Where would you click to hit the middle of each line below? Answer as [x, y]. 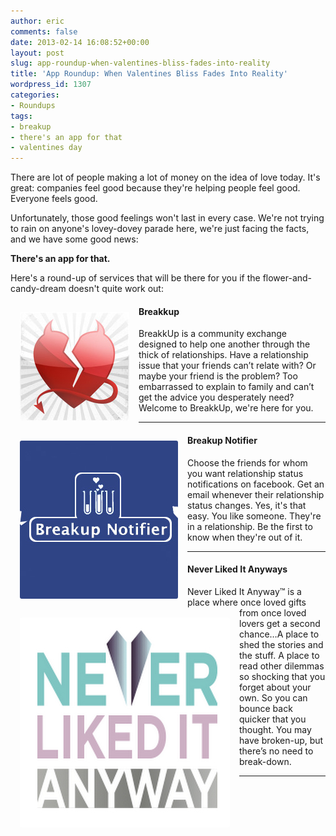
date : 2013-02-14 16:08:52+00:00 [80, 42]
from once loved [273, 612]
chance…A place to [279, 634]
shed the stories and [281, 644]
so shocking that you [282, 676]
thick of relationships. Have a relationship [223, 355]
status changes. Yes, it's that [247, 505]
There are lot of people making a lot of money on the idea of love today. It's [165, 177]
